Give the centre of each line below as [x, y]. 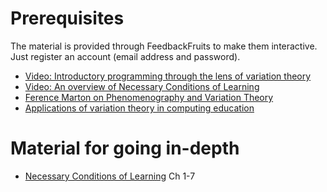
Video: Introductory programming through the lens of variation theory [168, 76]
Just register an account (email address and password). [125, 56]
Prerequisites [67, 18]
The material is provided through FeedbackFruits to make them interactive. [164, 46]
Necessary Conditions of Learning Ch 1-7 [110, 176]
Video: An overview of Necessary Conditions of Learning [142, 86]
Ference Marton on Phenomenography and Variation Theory [149, 97]
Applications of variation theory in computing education [139, 108]
